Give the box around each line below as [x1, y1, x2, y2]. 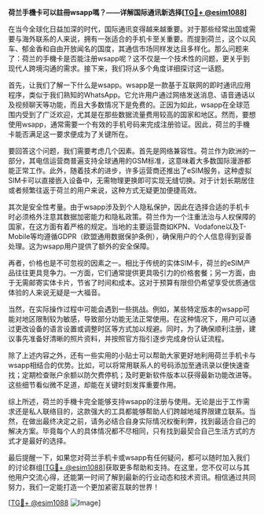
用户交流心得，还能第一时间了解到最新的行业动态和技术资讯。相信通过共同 [14, 473, 256, 482]
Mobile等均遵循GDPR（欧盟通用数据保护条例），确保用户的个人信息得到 [8, 232, 239, 241]
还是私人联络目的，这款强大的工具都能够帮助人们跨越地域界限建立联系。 [14, 406, 249, 416]
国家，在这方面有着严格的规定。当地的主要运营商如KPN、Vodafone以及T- [8, 222, 247, 231]
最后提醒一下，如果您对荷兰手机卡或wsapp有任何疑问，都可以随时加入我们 [8, 453, 250, 462]
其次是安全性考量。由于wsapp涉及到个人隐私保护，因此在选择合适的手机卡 [8, 202, 250, 212]
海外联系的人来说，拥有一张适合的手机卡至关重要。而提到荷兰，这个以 [21, 35, 249, 43]
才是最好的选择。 [14, 436, 71, 445]
